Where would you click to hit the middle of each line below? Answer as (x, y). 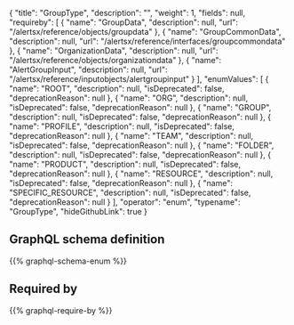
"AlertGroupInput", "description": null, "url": (88, 69)
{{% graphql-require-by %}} (61, 310)
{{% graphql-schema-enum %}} (68, 261)
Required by (44, 289)
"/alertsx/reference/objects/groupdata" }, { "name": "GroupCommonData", (145, 32)
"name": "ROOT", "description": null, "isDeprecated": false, (117, 89)
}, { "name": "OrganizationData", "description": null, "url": (114, 51)
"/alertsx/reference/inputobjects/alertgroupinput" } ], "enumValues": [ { (139, 79)
